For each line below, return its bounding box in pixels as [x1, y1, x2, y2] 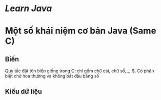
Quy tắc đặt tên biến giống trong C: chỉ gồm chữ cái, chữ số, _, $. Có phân [5, 68, 155, 74]
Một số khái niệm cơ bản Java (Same [5, 25, 157, 37]
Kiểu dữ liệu [5, 87, 42, 96]
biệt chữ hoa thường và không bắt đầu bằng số [5, 73, 99, 79]
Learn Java [5, 3, 52, 14]
